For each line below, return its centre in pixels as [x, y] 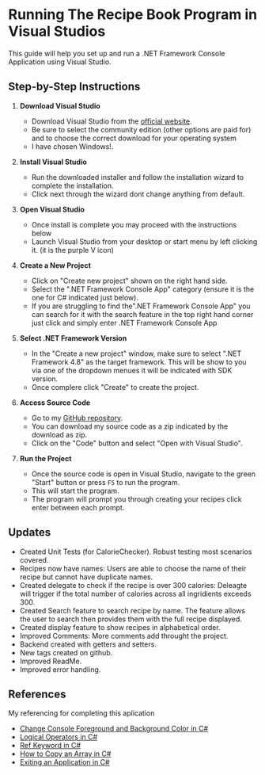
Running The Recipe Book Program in [133, 15]
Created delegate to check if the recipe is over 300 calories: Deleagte [133, 585]
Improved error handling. [60, 669]
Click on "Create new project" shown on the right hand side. [129, 281]
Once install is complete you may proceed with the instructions [134, 224]
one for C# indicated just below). [85, 297]
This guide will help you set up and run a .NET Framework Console [117, 53]
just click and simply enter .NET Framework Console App [124, 323]
